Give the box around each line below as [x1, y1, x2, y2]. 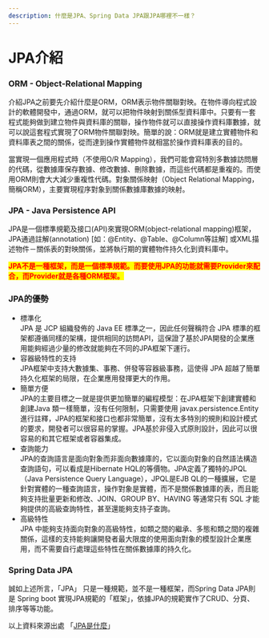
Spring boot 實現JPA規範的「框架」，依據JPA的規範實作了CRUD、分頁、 [17, 594, 255, 603]
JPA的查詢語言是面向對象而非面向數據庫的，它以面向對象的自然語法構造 [19, 453, 258, 463]
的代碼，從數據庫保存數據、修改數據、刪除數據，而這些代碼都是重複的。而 [8, 165, 254, 174]
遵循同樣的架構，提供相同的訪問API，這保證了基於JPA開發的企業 [34, 333, 248, 343]
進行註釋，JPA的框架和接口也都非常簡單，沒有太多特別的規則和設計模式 [19, 413, 258, 423]
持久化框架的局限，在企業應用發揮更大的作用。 [19, 373, 175, 383]
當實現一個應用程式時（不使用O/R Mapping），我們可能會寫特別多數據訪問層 [8, 154, 259, 165]
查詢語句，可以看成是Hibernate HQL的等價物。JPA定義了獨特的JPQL [19, 463, 247, 473]
